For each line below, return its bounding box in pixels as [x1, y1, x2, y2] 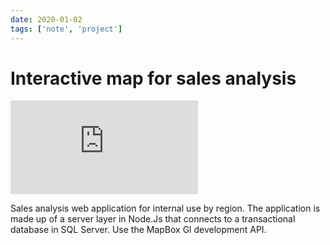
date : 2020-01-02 [10, 14, 83, 25]
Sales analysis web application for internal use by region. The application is [10, 202, 321, 215]
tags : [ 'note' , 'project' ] [10, 24, 123, 34]
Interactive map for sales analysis [10, 67, 297, 90]
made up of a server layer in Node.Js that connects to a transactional [10, 213, 296, 225]
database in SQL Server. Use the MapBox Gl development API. [10, 224, 267, 236]
